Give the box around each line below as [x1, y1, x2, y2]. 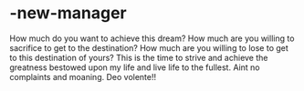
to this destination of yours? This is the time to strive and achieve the [9, 52, 268, 63]
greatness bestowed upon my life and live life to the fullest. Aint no [9, 62, 260, 73]
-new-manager [9, 3, 127, 24]
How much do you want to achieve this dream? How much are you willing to [9, 33, 295, 44]
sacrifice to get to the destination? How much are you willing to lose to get [9, 42, 289, 53]
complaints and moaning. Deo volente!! [9, 71, 157, 82]
